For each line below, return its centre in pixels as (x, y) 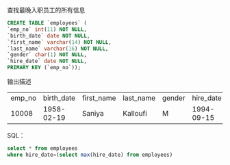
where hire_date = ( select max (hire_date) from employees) (90, 155)
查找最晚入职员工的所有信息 (46, 10)
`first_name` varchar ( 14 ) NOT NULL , (59, 42)
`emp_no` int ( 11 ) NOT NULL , (47, 29)
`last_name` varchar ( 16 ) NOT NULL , (58, 49)
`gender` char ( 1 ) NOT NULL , (47, 55)
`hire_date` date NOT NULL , (47, 61)
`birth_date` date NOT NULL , (49, 36)
